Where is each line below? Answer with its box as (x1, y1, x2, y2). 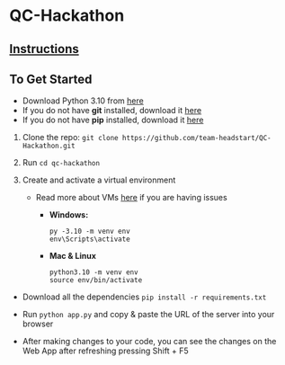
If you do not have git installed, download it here (22, 105, 202, 116)
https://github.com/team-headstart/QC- (121, 134, 272, 143)
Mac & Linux (49, 251, 97, 262)
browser (22, 318, 54, 329)
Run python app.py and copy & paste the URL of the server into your (22, 309, 275, 320)
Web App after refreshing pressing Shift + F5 (22, 345, 189, 356)
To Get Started (9, 71, 93, 86)
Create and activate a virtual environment (22, 174, 176, 185)
